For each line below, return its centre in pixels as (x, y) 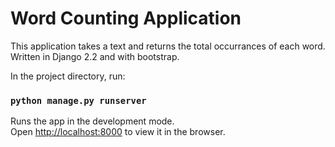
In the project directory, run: (68, 76)
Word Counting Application (126, 18)
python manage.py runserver (78, 100)
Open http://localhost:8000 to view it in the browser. (118, 132)
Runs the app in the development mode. (92, 121)
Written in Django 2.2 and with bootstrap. (95, 56)
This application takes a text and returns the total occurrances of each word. (168, 46)
